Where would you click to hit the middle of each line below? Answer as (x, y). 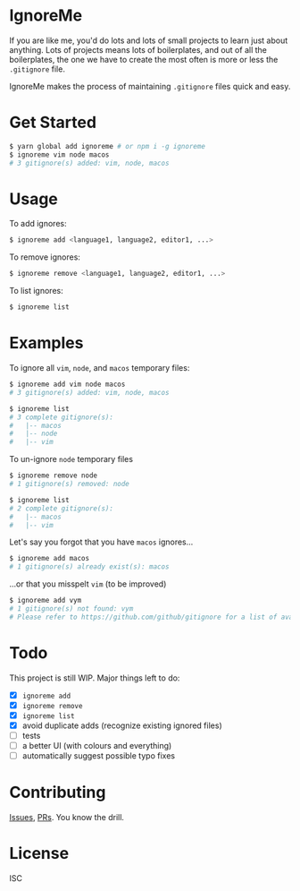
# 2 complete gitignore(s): (62, 508)
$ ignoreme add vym (46, 601)
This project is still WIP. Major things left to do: (95, 678)
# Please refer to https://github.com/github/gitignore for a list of (143, 617)
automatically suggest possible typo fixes (99, 756)
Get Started (53, 123)
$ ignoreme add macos (50, 559)
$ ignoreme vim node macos (59, 154)
